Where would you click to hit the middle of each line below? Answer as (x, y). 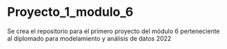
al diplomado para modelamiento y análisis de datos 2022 (89, 38)
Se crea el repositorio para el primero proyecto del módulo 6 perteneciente (113, 31)
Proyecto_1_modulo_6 (70, 12)
